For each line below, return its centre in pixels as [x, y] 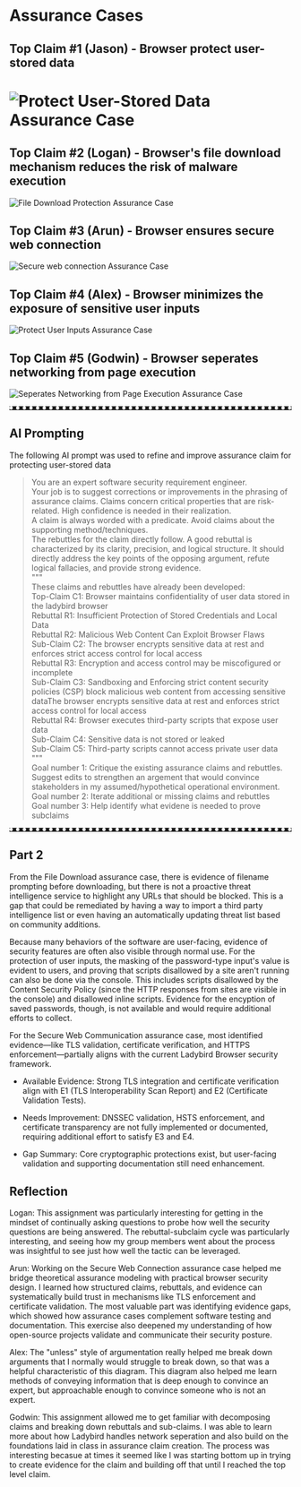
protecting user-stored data [60, 464]
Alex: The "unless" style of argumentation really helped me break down [141, 1353]
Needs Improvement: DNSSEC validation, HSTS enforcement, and [144, 1117]
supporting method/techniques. [90, 529]
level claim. [30, 1474]
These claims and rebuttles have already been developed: [138, 587]
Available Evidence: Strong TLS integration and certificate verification [150, 1081]
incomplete [52, 672]
